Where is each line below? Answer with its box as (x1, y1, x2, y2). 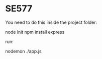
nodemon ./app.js (5, 48, 42, 54)
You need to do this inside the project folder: (5, 19, 97, 25)
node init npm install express (5, 29, 65, 35)
